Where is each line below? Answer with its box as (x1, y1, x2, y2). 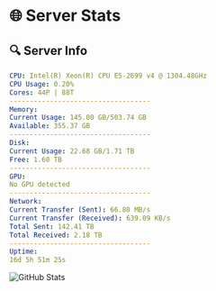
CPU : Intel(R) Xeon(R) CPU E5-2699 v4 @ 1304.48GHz (9, 71, 207, 80)
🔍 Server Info (9, 42, 88, 59)
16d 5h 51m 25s (9, 256, 67, 265)
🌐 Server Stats (9, 5, 121, 26)
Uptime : (9, 247, 39, 257)
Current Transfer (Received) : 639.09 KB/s (9, 214, 171, 223)
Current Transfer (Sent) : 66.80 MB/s (9, 205, 151, 214)
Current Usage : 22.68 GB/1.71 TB (9, 146, 135, 156)
